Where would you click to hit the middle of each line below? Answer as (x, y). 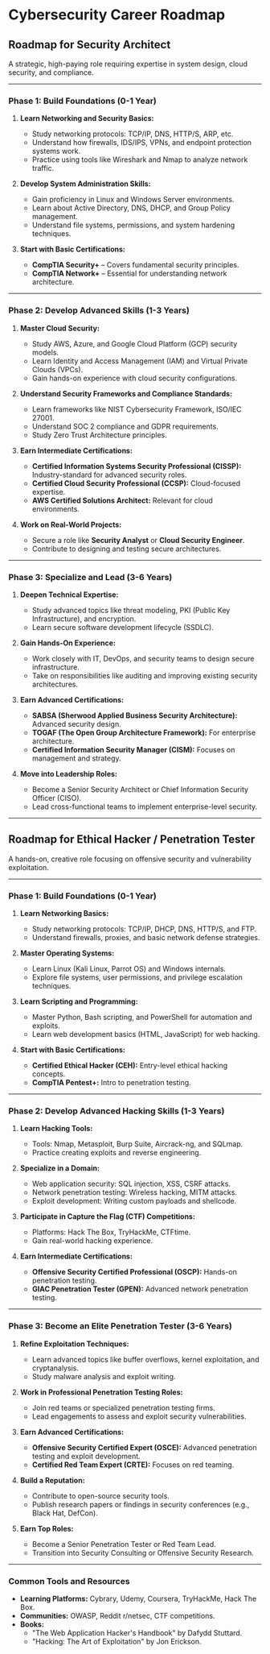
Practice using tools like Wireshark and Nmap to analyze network (140, 160)
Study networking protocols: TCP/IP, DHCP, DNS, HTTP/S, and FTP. (144, 929)
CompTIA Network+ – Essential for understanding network (129, 274)
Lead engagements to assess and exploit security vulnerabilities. (139, 1416)
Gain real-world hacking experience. (92, 1241)
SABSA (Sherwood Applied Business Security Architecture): (135, 715)
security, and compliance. (51, 73)
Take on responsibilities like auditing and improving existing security (145, 675)
